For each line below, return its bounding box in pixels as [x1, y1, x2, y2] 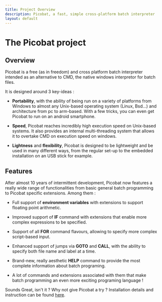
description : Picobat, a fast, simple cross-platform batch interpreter [5, 12, 155, 16]
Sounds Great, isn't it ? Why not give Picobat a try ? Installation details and [5, 287, 154, 293]
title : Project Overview [5, 7, 55, 12]
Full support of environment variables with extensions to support [12, 200, 144, 206]
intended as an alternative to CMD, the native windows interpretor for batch [5, 74, 156, 80]
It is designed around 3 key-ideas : [5, 89, 74, 95]
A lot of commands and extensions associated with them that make [12, 272, 146, 278]
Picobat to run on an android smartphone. [12, 113, 96, 119]
